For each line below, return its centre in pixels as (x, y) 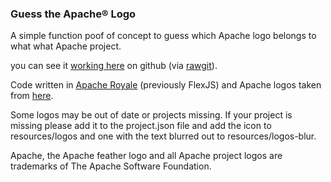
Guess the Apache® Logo (73, 14)
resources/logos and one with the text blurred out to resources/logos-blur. (163, 136)
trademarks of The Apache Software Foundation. (111, 166)
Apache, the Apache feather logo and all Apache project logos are (146, 156)
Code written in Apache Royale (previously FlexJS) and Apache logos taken (166, 85)
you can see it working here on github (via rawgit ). (114, 66)
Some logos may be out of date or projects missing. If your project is (151, 115)
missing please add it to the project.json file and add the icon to (141, 126)
